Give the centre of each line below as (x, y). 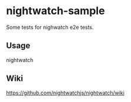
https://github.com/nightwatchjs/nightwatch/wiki (65, 93)
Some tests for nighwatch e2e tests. (50, 27)
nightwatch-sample (55, 11)
